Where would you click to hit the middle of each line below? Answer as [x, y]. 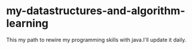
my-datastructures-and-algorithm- [96, 11]
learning [28, 23]
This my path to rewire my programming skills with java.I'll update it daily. [96, 40]
